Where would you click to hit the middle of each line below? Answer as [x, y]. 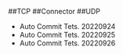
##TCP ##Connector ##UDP [54, 11]
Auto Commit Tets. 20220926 [67, 43]
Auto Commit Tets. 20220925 [67, 35]
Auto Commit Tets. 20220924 [67, 26]
